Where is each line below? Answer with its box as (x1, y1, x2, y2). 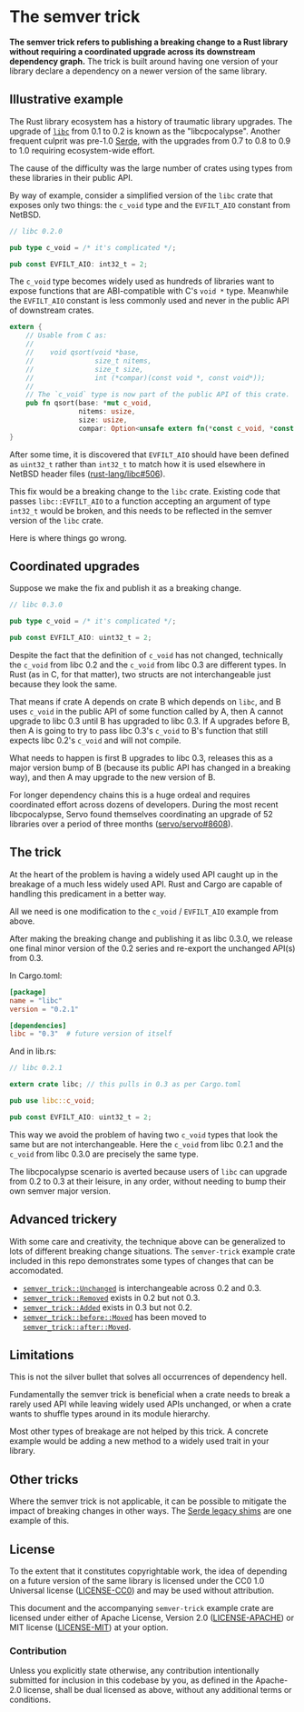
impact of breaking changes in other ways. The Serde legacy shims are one (9, 1506, 292, 1517)
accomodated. (9, 1265, 64, 1276)
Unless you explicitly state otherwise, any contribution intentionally (9, 1666, 260, 1677)
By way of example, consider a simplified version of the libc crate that (9, 189, 274, 201)
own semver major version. (9, 1185, 112, 1196)
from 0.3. (9, 952, 44, 963)
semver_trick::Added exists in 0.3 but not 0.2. (22, 1302, 192, 1313)
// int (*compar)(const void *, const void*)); (25, 373, 266, 383)
